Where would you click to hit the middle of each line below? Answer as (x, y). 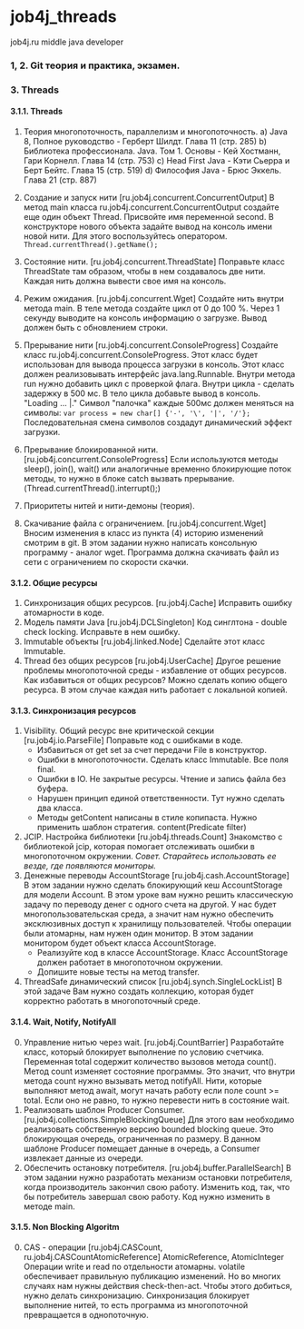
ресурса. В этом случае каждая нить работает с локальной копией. (156, 690)
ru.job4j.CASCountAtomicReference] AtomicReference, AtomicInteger (154, 1256)
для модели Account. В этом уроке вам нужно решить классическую (158, 895)
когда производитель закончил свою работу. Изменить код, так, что (157, 1186)
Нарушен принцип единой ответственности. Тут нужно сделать (161, 798)
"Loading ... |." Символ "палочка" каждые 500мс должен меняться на (158, 402)
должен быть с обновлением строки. (96, 327)
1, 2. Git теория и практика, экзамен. (95, 65)
